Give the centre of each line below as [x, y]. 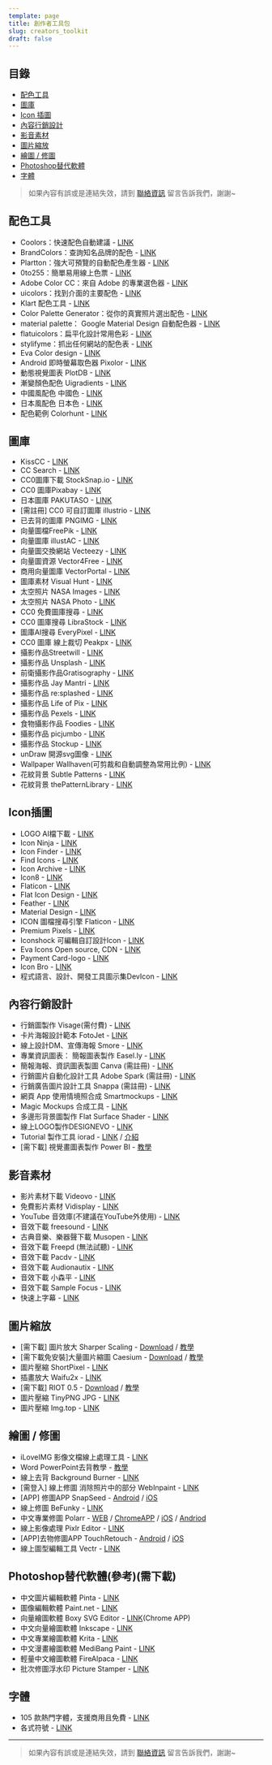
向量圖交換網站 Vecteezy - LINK [73, 551]
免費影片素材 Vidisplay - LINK [69, 1206]
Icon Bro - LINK [46, 967]
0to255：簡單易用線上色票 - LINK [76, 272]
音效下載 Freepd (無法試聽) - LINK [76, 1247]
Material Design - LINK [58, 911]
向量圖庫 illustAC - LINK [59, 540]
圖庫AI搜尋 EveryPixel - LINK [68, 632]
